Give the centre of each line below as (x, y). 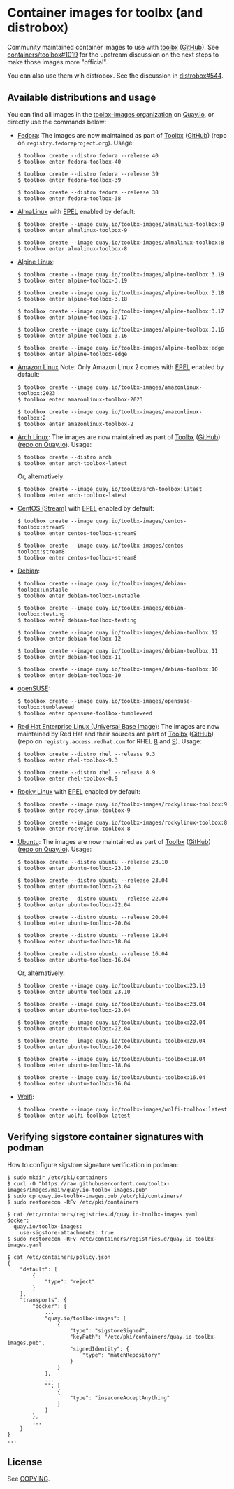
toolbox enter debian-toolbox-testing (80, 620)
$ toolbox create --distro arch (64, 457)
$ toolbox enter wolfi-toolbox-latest (74, 1116)
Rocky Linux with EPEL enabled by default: (79, 791)
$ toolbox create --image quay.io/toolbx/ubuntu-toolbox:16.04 (111, 1077)
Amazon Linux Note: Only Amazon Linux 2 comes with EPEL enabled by (120, 367)
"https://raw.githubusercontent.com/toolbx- (104, 1183)
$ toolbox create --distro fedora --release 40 (88, 155)
